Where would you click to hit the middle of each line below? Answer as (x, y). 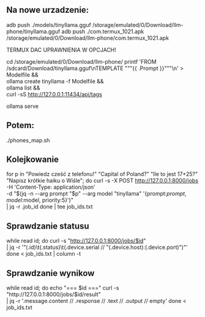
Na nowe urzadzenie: (48, 10)
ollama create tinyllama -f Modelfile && (55, 81)
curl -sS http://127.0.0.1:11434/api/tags (54, 94)
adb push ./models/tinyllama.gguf (49, 25)
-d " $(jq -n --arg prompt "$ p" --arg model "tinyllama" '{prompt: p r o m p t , (96, 194)
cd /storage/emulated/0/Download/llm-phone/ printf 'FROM (82, 61)
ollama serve (22, 106)
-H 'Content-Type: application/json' (51, 187)
